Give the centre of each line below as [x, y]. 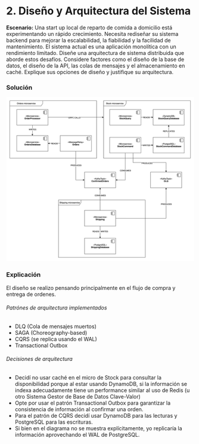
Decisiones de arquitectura [39, 359]
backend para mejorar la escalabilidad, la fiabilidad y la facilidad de [88, 40]
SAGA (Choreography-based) [51, 332]
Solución [19, 87]
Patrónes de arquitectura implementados [57, 308]
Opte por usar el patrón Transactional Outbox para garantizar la [93, 403]
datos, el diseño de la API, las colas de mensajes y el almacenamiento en [96, 65]
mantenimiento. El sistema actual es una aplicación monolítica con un [91, 47]
